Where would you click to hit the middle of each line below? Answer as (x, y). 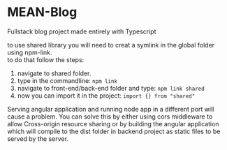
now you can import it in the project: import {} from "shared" (106, 96)
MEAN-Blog (42, 12)
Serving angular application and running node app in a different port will (111, 109)
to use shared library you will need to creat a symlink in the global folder (111, 45)
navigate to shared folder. (54, 73)
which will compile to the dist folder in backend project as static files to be (114, 131)
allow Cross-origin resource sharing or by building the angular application (113, 123)
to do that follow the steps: (46, 59)
